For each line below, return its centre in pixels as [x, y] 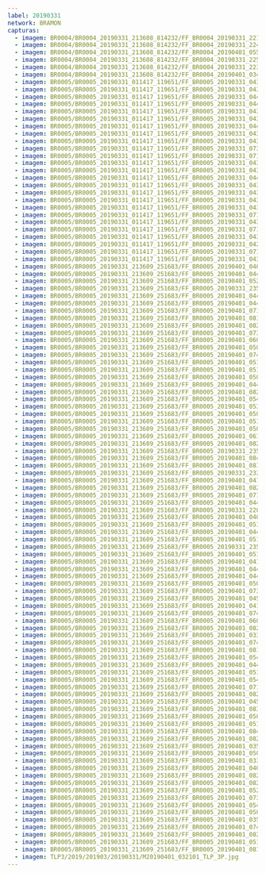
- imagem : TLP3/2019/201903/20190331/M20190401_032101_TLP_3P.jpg [127, 857]
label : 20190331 [34, 15]
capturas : [24, 30]
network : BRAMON [34, 23]
